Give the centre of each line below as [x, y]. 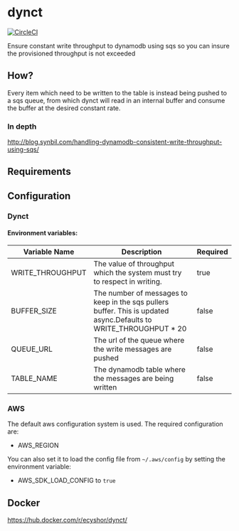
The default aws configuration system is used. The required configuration [115, 424]
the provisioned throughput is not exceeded [71, 53]
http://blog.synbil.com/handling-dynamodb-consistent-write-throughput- [115, 142]
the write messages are [133, 349]
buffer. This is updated [131, 311]
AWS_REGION [38, 446]
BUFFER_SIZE [34, 311]
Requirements [39, 172]
